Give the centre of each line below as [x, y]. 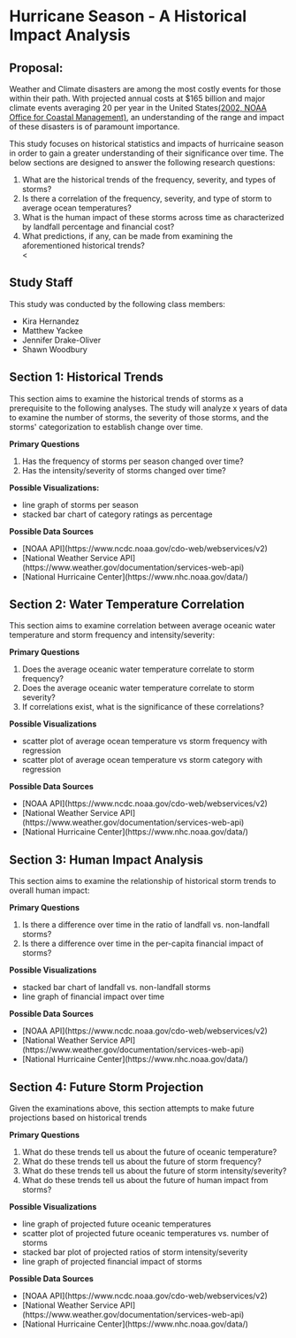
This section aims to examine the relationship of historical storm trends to [143, 881]
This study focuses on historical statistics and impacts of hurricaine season [147, 144]
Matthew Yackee [53, 330]
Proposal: [36, 68]
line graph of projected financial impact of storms [112, 1262]
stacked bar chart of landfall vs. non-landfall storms [116, 988]
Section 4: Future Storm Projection [106, 1087]
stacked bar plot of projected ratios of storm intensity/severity [135, 1252]
